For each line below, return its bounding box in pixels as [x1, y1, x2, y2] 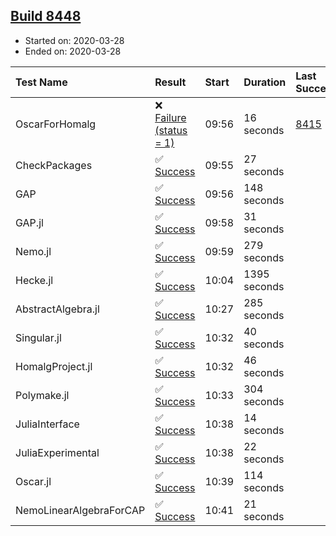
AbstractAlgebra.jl [15, 302, 100, 316]
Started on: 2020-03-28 [24, 34, 125, 46]
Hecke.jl [15, 273, 54, 287]
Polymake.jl [15, 388, 70, 402]
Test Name [15, 75, 68, 89]
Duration [243, 75, 287, 89]
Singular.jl [15, 330, 62, 344]
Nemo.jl [15, 244, 52, 258]
